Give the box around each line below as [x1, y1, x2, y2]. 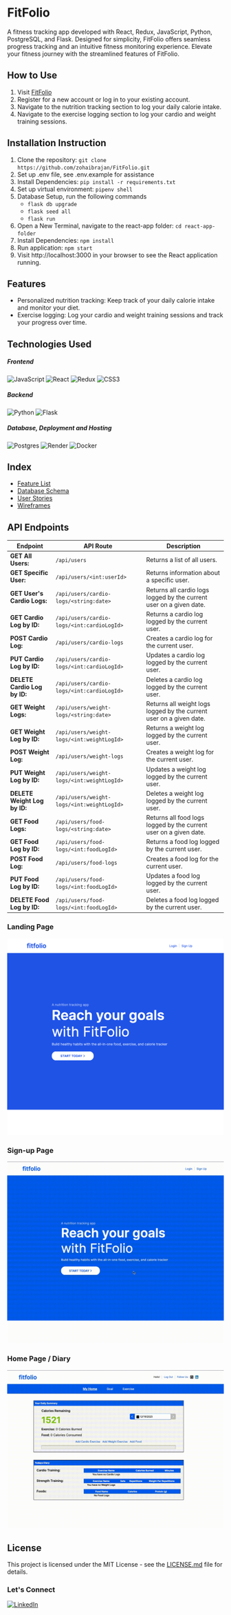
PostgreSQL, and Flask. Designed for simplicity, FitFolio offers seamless [7, 34, 211, 43]
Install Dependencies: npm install [16, 236, 115, 244]
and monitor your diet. [16, 303, 80, 312]
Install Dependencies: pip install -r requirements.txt [16, 177, 176, 185]
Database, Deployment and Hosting [7, 424, 112, 432]
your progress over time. [16, 319, 87, 327]
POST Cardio [10, 634, 48, 643]
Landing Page [7, 922, 54, 932]
